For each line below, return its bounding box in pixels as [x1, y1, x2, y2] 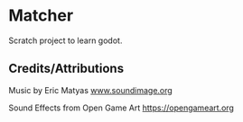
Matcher [8, 5, 74, 26]
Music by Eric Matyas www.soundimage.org [8, 84, 173, 95]
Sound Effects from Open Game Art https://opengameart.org [8, 102, 234, 113]
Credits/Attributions [8, 61, 124, 76]
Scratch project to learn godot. [8, 35, 123, 46]
